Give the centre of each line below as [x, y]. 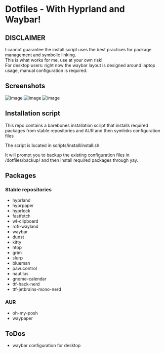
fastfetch [21, 216]
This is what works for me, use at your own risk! [54, 60]
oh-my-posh [25, 313]
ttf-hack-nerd [26, 284]
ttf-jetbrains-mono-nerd [37, 289]
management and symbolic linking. [41, 55]
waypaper [22, 318]
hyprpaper [23, 206]
